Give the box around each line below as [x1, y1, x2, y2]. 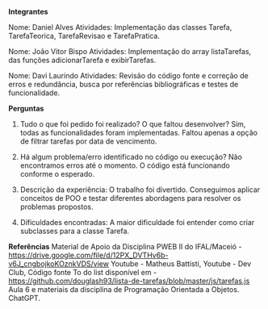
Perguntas [8, 104, 44, 113]
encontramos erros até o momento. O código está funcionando [19, 161, 230, 170]
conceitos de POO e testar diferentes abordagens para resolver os [19, 194, 241, 203]
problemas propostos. [19, 202, 94, 211]
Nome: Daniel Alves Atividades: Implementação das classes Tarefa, [8, 23, 232, 31]
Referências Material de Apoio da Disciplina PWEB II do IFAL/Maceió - [8, 242, 242, 251]
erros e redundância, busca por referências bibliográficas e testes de [8, 80, 239, 89]
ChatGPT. [8, 294, 40, 303]
